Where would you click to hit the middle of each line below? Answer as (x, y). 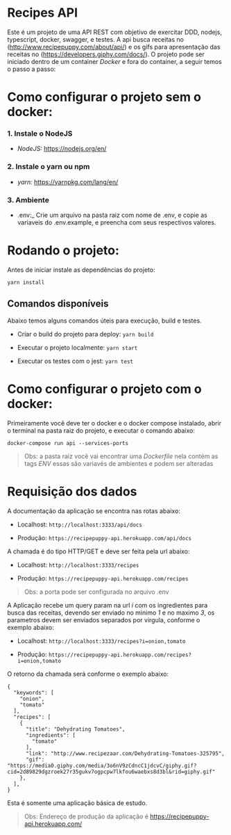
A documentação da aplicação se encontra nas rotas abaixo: (94, 511)
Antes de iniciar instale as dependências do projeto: (81, 270)
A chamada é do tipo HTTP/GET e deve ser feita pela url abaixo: (99, 551)
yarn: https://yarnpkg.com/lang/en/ (68, 181)
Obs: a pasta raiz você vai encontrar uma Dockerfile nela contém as (121, 456)
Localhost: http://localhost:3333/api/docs (79, 524)
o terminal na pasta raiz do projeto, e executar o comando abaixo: (101, 430)
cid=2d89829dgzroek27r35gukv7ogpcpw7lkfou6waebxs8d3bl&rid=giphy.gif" (111, 772)
